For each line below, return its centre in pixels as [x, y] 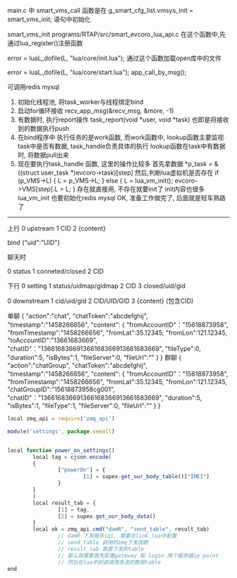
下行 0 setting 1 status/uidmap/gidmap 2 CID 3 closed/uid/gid [96, 286]
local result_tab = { [65, 503]
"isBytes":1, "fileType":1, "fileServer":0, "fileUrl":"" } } [84, 406]
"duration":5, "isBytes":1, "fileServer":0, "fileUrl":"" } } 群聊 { [95, 357]
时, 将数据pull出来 [43, 155]
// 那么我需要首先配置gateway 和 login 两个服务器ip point [138, 555]
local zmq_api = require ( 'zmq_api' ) [61, 419]
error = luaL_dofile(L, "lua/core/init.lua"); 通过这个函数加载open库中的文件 [115, 58]
